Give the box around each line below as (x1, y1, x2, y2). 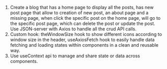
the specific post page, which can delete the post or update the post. (10, 20, 155, 26)
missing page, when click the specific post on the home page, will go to (10, 15, 161, 21)
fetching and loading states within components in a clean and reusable (10, 42, 159, 48)
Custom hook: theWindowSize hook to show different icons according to (10, 31, 162, 37)
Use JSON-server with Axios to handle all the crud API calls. (10, 26, 136, 32)
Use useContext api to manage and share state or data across (10, 53, 140, 59)
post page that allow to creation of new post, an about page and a (10, 10, 149, 16)
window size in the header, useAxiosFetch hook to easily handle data (10, 37, 155, 43)
